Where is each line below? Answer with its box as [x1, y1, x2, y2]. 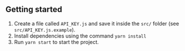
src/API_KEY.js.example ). [13, 26, 76, 33]
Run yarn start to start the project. [13, 38, 99, 45]
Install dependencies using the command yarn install [13, 32, 147, 39]
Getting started [5, 5, 63, 14]
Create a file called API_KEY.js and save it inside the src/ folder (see [13, 20, 179, 27]
